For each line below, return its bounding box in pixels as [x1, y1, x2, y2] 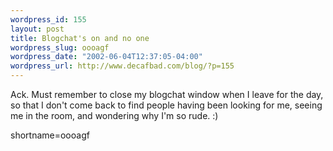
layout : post [10, 24, 65, 34]
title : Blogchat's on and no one [10, 33, 150, 43]
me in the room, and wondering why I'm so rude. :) [10, 110, 219, 121]
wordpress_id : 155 [10, 14, 87, 25]
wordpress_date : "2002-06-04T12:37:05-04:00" [10, 52, 203, 62]
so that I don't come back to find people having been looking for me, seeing [10, 99, 323, 111]
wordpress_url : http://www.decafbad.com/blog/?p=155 [10, 61, 235, 71]
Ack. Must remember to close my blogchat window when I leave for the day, [10, 89, 324, 100]
